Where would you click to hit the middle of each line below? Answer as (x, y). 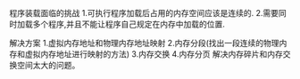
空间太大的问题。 (48, 65)
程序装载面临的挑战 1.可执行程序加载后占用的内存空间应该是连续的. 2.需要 (144, 13)
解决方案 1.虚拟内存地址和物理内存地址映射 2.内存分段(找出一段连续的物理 (144, 43)
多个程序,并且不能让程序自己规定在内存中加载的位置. (129, 24)
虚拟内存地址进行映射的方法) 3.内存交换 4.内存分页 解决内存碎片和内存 (154, 54)
